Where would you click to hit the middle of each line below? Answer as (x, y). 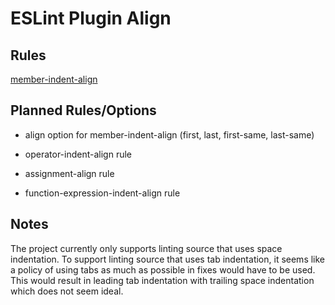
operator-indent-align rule (78, 154)
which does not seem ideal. (67, 291)
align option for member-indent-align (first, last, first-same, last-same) (169, 134)
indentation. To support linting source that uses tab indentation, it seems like (168, 259)
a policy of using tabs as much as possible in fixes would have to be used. (163, 269)
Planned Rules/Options (83, 110)
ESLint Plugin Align (91, 18)
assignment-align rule (69, 173)
